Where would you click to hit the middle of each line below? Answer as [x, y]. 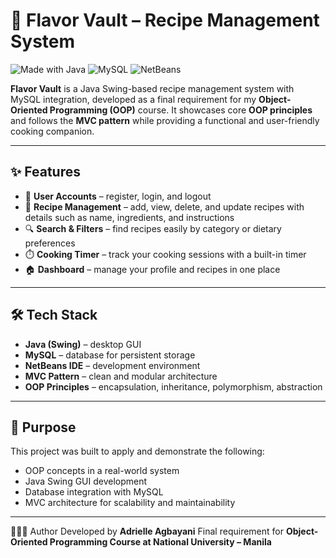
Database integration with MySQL [94, 492]
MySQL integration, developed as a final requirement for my [133, 99]
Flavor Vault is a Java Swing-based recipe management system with [152, 88]
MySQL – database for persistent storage [110, 355]
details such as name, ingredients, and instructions [129, 217]
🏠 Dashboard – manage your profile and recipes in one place [152, 269]
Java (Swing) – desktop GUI [83, 344]
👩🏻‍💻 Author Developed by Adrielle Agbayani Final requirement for [147, 531]
